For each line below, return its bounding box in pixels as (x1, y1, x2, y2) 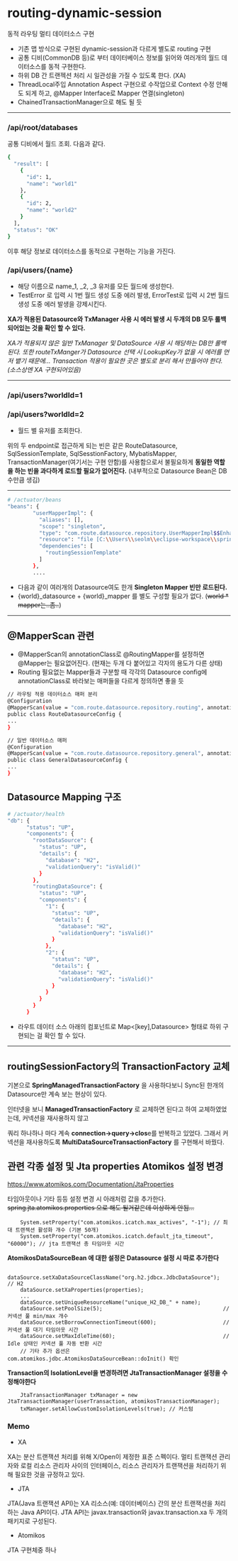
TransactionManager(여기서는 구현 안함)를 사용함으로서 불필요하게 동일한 (7, 458, 212, 467)
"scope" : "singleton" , (38, 523, 106, 530)
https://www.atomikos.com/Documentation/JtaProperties (7, 1180, 174, 1188)
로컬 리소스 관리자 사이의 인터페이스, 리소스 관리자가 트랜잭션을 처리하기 (20, 1461, 220, 1469)
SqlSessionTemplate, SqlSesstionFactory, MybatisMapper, (7, 450, 177, 458)
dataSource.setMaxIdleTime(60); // (20, 1332, 230, 1339)
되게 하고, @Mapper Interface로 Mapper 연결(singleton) (25, 89, 185, 97)
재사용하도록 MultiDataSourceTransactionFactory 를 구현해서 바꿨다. (25, 1138, 225, 1146)
